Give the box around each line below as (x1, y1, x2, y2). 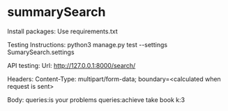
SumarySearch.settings (7, 48, 75, 56)
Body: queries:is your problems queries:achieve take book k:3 (7, 95, 185, 104)
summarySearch (7, 4, 106, 20)
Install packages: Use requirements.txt (7, 27, 119, 35)
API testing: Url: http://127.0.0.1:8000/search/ (7, 61, 136, 69)
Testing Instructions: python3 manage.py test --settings (7, 40, 168, 49)
